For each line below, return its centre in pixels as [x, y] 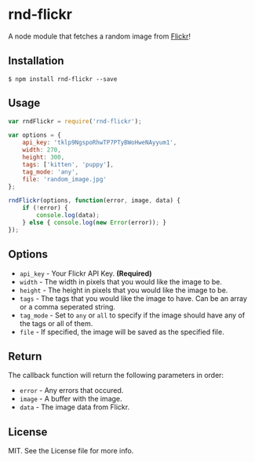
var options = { [35, 135]
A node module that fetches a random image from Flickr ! [99, 36]
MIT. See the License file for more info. [71, 451]
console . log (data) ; [68, 215]
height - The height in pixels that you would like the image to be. [124, 290]
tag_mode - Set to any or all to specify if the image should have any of [132, 315]
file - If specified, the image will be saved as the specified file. [122, 332]
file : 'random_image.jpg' [65, 179]
